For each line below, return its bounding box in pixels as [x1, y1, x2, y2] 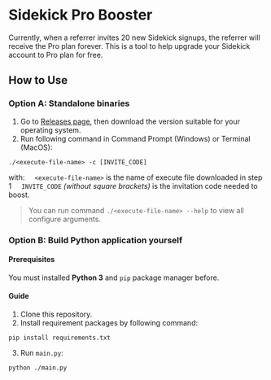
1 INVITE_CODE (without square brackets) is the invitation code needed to [8, 181, 258, 190]
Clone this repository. [20, 309, 93, 319]
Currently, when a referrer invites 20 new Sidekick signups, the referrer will [8, 33, 260, 42]
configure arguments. [28, 214, 102, 224]
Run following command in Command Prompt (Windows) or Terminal [20, 133, 251, 143]
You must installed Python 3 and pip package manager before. [8, 273, 220, 282]
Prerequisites [8, 255, 55, 264]
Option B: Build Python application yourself [8, 234, 183, 246]
